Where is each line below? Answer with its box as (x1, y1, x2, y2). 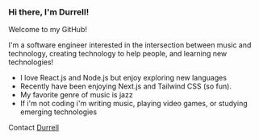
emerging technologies (19, 107, 98, 117)
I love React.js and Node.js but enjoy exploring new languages (19, 73, 228, 83)
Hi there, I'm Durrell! (8, 6, 90, 18)
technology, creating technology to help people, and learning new (8, 49, 228, 59)
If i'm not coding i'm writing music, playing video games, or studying (19, 99, 248, 109)
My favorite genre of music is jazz (19, 90, 133, 100)
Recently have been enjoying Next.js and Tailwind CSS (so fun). (19, 81, 232, 91)
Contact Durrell (8, 123, 59, 133)
